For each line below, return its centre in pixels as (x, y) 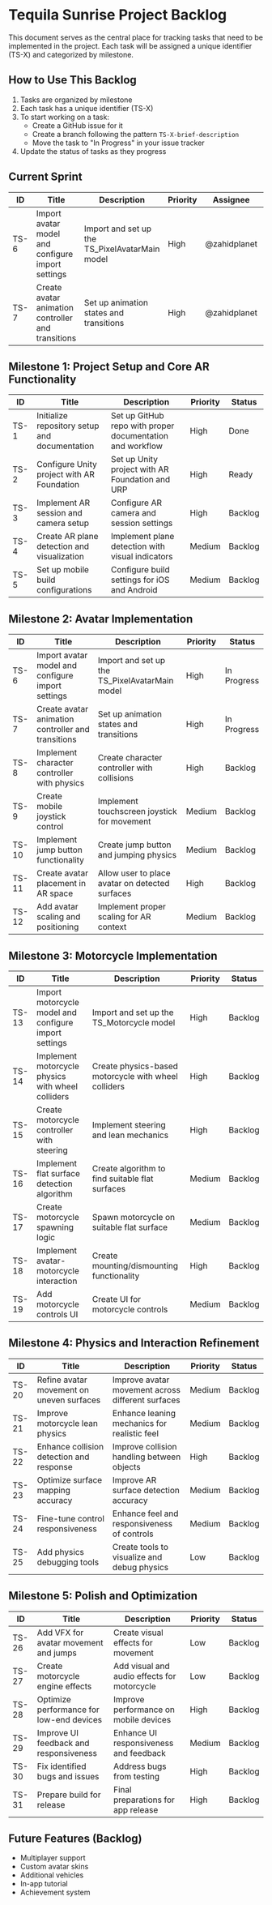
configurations (64, 590)
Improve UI (58, 1732)
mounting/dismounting (135, 1266)
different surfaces (146, 1400)
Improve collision (144, 1446)
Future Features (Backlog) (75, 1839)
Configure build (140, 570)
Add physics (61, 1552)
